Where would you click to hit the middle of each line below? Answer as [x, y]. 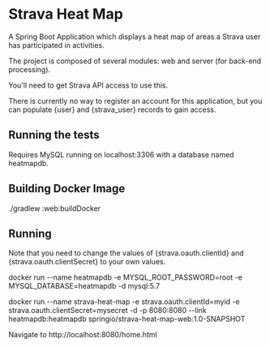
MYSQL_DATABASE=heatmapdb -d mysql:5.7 [84, 286]
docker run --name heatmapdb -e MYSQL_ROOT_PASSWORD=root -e [126, 277]
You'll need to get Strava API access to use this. [88, 85]
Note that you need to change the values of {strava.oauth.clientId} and [126, 253]
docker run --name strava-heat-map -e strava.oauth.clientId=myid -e [124, 302]
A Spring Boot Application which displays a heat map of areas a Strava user [135, 36]
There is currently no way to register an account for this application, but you [135, 101]
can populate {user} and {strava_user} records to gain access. [112, 109]
